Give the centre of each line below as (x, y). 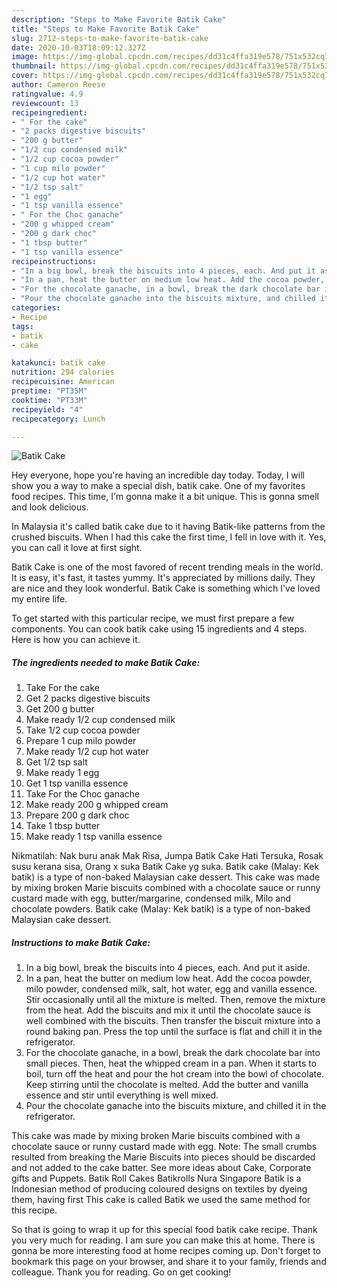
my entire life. (39, 599)
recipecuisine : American (63, 382)
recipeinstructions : (54, 261)
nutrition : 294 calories (63, 372)
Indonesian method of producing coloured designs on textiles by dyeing (159, 1189)
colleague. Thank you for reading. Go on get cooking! (121, 1272)
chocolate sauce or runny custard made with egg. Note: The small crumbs (164, 1147)
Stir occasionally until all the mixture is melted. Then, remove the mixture (175, 1000)
